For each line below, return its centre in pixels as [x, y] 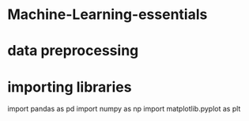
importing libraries [70, 87]
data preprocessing [73, 51]
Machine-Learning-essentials [108, 15]
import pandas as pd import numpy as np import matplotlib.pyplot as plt [124, 109]
